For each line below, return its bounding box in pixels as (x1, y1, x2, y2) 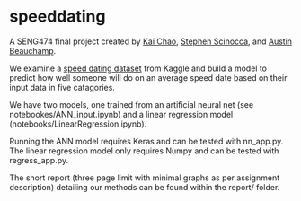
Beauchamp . (9, 45, 57, 56)
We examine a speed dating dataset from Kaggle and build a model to (9, 63, 268, 74)
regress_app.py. (9, 154, 69, 165)
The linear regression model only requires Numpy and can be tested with (9, 145, 279, 156)
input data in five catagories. (9, 82, 115, 92)
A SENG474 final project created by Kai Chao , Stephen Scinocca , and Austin (9, 36, 293, 47)
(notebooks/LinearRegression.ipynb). (9, 118, 147, 129)
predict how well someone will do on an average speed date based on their (9, 72, 288, 83)
